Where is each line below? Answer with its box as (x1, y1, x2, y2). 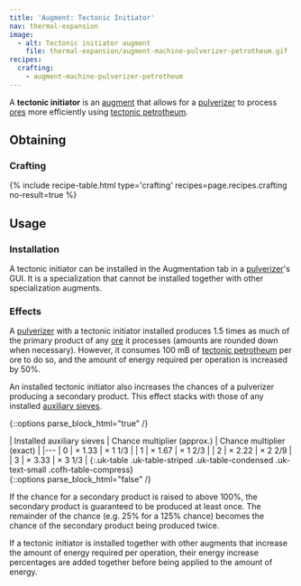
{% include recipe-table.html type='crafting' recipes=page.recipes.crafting (9, 180, 287, 191)
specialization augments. (9, 283, 102, 293)
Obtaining (9, 133, 67, 148)
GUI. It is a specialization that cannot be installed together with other (9, 273, 264, 284)
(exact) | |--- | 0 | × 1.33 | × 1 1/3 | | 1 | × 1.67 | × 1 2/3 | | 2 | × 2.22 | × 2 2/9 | (9, 445, 293, 456)
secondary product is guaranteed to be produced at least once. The (9, 501, 261, 512)
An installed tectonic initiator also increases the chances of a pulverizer (9, 381, 275, 393)
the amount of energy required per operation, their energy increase (9, 547, 260, 558)
